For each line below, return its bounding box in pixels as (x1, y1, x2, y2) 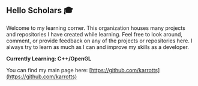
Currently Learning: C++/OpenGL (6, 55, 92, 62)
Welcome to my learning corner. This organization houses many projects (6, 24, 186, 32)
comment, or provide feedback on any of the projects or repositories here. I (6, 37, 193, 44)
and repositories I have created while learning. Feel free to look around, (6, 30, 183, 38)
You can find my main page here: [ (6, 66, 92, 73)
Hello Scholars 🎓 (6, 5, 73, 16)
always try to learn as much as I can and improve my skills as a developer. (6, 43, 189, 50)
